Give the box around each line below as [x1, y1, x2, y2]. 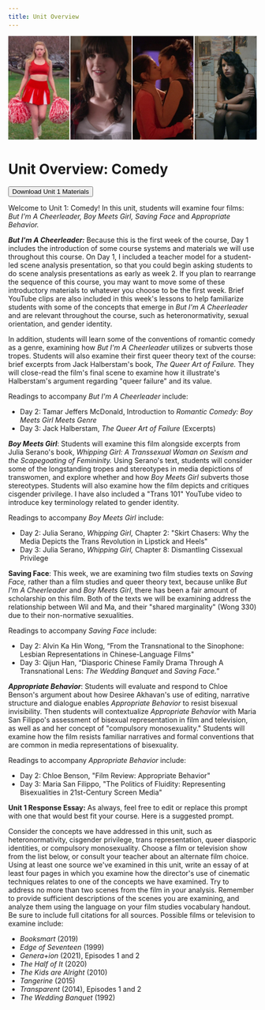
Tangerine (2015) [19, 976, 76, 986]
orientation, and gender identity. [8, 320, 113, 329]
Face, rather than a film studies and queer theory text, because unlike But [8, 577, 248, 587]
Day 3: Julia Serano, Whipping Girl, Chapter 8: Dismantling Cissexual [19, 545, 243, 555]
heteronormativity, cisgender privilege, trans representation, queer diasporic [8, 835, 257, 844]
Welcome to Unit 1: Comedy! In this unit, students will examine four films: [8, 204, 244, 213]
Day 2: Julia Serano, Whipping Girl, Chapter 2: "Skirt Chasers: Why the [19, 529, 250, 538]
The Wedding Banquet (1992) [19, 993, 116, 1002]
